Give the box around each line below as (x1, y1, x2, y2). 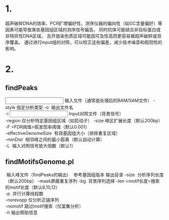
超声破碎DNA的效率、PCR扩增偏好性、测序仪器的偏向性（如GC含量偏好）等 (5, 20, 162, 26)
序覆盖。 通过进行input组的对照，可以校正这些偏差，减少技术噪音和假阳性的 (5, 39, 162, 45)
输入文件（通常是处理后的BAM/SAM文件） (64, 97, 152, 103)
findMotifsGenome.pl (5, 158, 74, 166)
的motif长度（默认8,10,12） (5, 184, 60, 190)
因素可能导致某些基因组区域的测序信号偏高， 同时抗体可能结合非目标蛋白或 (5, 26, 161, 33)
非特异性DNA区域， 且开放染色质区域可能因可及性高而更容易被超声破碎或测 (5, 33, 162, 39)
